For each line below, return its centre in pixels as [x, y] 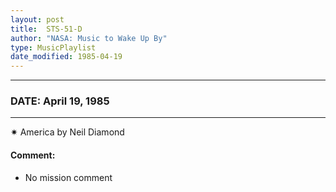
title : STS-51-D [46, 29]
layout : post [37, 19]
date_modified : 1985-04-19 [66, 57]
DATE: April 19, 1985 [60, 101]
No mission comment [68, 177]
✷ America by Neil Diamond [67, 132]
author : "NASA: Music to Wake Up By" [89, 38]
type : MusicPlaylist [53, 47]
